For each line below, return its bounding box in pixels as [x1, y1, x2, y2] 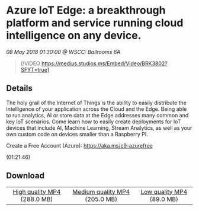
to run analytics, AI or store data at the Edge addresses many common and [6, 111, 189, 119]
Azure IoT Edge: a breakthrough [6, 4, 166, 17]
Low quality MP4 [140, 187, 188, 196]
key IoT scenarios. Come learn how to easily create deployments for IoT [6, 118, 181, 125]
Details [6, 84, 33, 94]
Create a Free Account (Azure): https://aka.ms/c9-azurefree [6, 142, 153, 149]
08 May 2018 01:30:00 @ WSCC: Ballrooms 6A [6, 48, 121, 55]
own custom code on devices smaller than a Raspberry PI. [6, 130, 148, 138]
